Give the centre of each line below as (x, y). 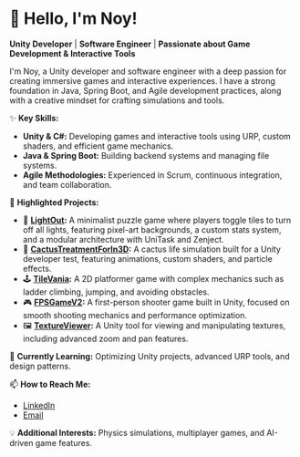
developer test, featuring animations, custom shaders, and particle (148, 258)
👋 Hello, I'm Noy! (73, 19)
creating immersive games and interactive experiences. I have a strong (143, 80)
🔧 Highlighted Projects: (54, 202)
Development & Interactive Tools (72, 53)
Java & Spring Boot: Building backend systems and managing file (146, 155)
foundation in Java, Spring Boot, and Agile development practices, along (145, 90)
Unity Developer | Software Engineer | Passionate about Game (130, 44)
